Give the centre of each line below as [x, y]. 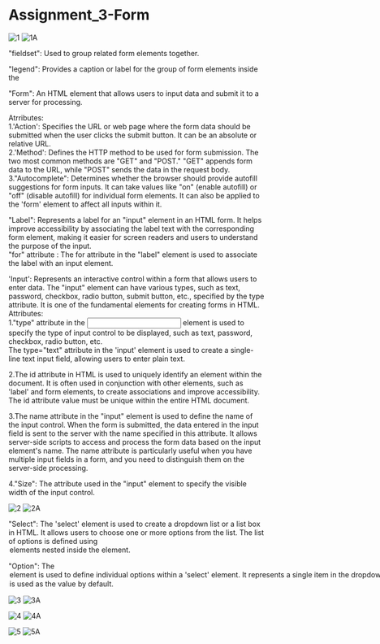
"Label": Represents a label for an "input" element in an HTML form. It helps [135, 220]
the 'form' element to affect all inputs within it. [85, 204]
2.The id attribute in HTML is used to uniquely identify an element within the [135, 374]
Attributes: [26, 313]
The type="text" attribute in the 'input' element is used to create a [119, 350]
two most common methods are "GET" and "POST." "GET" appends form [131, 161]
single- [242, 350]
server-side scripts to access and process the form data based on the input [135, 442]
